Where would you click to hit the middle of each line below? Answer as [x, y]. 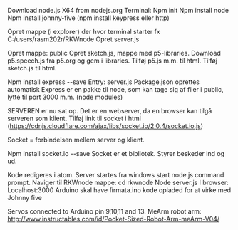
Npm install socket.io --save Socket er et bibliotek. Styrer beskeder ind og [116, 153]
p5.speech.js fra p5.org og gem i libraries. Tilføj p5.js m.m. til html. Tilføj [112, 61]
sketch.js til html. [32, 68]
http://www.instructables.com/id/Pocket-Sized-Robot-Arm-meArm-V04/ [113, 219]
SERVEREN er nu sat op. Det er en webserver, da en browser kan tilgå [110, 111]
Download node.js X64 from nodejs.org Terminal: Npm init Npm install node [118, 10]
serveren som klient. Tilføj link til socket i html [74, 118]
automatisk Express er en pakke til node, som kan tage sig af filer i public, [115, 89]
